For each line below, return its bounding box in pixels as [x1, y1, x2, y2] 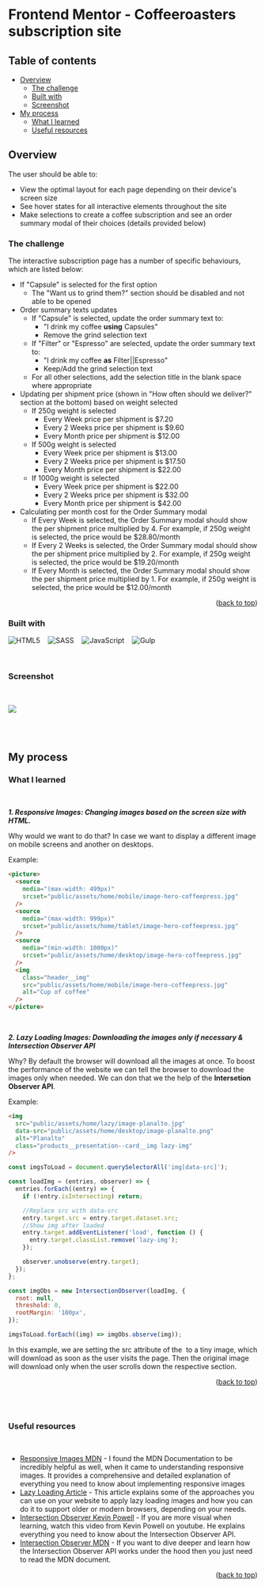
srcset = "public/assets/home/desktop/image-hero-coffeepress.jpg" [22, 952, 243, 960]
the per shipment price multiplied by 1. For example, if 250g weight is [31, 574, 257, 584]
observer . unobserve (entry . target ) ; [22, 1258, 140, 1266]
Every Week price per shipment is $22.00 [43, 481, 180, 492]
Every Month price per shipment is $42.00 [43, 499, 182, 508]
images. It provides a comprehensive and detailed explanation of [19, 1471, 231, 1480]
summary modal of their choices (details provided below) [19, 218, 206, 227]
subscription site [8, 22, 122, 40]
